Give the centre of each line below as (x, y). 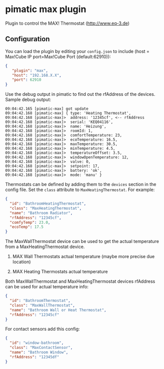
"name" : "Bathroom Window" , (39, 352)
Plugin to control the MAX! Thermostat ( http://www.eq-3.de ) (67, 23)
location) (22, 262)
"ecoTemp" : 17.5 (27, 227)
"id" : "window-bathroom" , (37, 343)
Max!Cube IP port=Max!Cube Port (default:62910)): (58, 56)
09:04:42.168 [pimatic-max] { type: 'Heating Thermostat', (68, 113)
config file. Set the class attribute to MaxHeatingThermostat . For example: (80, 190)
